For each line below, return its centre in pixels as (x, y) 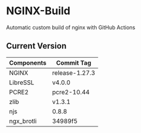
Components (28, 62)
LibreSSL (22, 83)
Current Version (36, 46)
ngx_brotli (23, 121)
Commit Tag (74, 62)
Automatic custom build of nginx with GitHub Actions (71, 27)
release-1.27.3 (74, 72)
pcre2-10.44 (71, 92)
